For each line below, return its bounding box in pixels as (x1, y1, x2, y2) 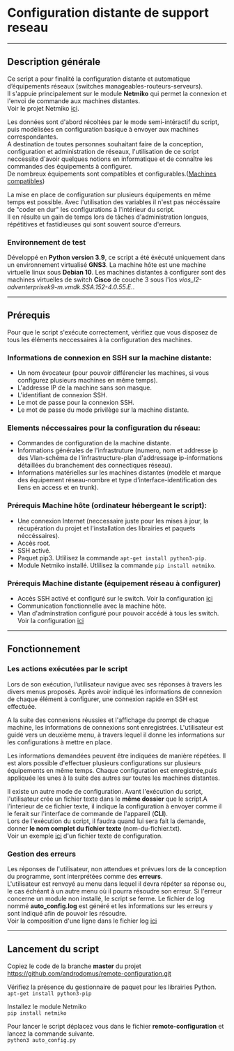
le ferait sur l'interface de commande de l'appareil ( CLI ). (7, 809, 169, 818)
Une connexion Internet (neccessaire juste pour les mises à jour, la (17, 516, 209, 525)
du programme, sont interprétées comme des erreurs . (7, 873, 163, 881)
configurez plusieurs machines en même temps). (17, 376, 158, 385)
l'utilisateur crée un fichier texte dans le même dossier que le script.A (7, 795, 208, 803)
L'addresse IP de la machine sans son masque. (17, 383, 152, 392)
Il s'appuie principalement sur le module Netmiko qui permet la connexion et (7, 89, 227, 98)
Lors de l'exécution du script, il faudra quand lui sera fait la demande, (7, 817, 206, 825)
